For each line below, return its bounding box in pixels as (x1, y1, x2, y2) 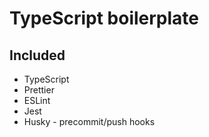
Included (9, 47, 66, 64)
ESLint (23, 95, 51, 106)
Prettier (23, 84, 55, 96)
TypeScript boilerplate (9, 7, 200, 30)
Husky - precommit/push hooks (23, 116, 156, 127)
